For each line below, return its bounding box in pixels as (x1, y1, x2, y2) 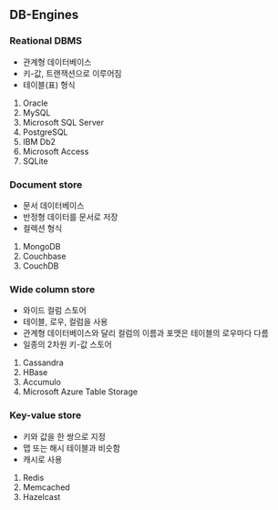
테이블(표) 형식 (22, 79, 76, 90)
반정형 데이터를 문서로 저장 (22, 211, 118, 222)
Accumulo (22, 377, 62, 388)
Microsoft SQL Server (22, 117, 105, 127)
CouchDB (22, 260, 59, 271)
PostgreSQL (22, 127, 68, 138)
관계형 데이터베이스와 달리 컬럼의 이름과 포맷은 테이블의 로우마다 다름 (22, 328, 269, 339)
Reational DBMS (9, 35, 82, 47)
